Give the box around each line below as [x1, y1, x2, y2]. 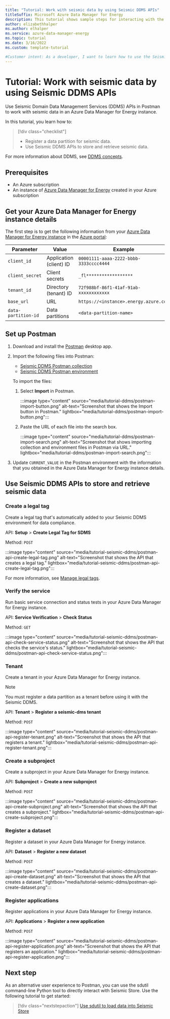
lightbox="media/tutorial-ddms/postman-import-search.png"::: [20, 449, 151, 456]
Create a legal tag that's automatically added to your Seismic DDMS [5, 514, 147, 520]
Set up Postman [5, 330, 57, 338]
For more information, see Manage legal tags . [5, 575, 100, 581]
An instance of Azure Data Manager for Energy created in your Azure [12, 187, 157, 193]
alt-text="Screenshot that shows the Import [61, 403, 153, 409]
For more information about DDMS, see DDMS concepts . [5, 153, 123, 160]
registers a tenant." [5, 739, 45, 746]
